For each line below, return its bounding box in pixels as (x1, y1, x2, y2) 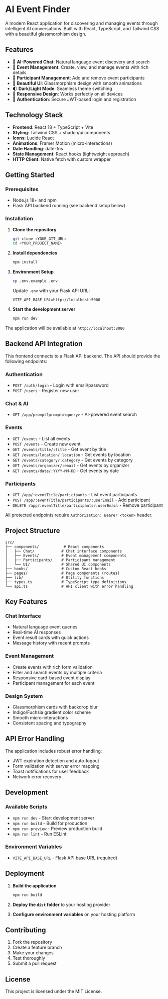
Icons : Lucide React (12, 135, 54, 141)
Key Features (5, 597, 48, 606)
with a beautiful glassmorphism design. (5, 31, 87, 37)
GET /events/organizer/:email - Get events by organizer (12, 462, 129, 468)
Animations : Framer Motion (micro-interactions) (12, 140, 113, 146)
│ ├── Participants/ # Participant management (5, 557, 115, 563)
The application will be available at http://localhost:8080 (5, 325, 125, 331)
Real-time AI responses (12, 629, 61, 635)
